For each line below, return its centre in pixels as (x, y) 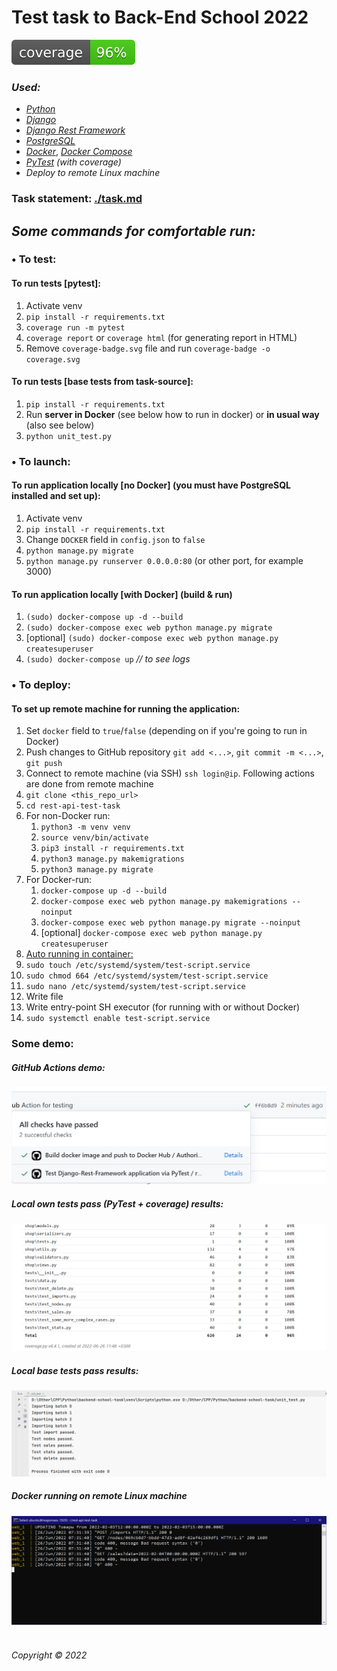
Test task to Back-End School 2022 (160, 17)
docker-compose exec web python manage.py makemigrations (164, 902)
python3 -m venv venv (85, 827)
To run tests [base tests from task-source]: (102, 382)
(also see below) (60, 425)
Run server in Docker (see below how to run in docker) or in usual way (172, 414)
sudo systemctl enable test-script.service (118, 1019)
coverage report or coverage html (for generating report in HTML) (161, 337)
